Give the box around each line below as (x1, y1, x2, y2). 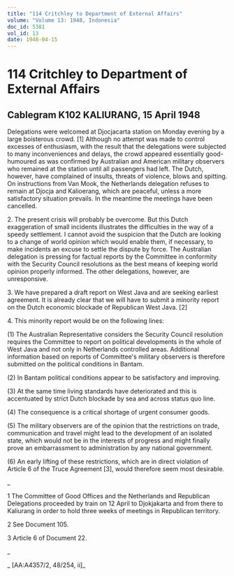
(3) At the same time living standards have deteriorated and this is (7, 387, 197, 396)
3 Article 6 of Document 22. (7, 534, 87, 542)
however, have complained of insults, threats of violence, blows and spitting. (7, 172, 228, 180)
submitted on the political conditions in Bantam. (7, 360, 145, 368)
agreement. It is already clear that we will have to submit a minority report (7, 296, 219, 304)
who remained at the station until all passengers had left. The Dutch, (7, 165, 204, 173)
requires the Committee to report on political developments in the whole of (7, 338, 222, 346)
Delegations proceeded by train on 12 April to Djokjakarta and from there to (7, 499, 224, 507)
